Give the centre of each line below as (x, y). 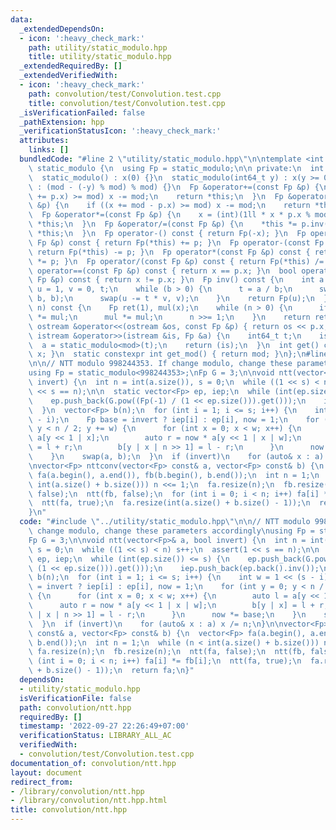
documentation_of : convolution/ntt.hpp (93, 763)
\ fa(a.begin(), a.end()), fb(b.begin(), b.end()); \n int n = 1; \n (174, 475)
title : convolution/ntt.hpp (69, 810)
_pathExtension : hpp (62, 122)
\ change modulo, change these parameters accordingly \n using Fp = (171, 531)
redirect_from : (42, 782)
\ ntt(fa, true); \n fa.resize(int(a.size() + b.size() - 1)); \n (169, 503)
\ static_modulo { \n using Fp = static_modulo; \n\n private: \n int (176, 168)
